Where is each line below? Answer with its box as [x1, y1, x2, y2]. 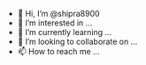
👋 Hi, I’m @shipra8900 [17, 9, 100, 18]
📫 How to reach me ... [17, 47, 100, 56]
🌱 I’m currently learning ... [17, 27, 112, 37]
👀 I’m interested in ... [17, 18, 93, 28]
